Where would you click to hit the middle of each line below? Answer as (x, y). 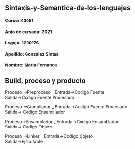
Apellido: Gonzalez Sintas (32, 54)
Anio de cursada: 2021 (29, 32)
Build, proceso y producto (45, 80)
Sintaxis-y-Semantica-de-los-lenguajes (68, 8)
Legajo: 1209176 (22, 43)
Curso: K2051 (19, 20)
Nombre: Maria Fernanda (31, 65)
